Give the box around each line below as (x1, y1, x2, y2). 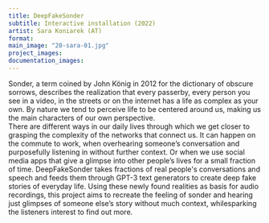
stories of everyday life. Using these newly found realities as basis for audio (8, 181, 259, 191)
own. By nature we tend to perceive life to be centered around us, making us (8, 104, 261, 114)
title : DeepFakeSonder (8, 11, 84, 20)
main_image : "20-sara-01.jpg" (8, 42, 110, 50)
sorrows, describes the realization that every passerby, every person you (8, 87, 251, 97)
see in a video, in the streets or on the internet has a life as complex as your (8, 96, 259, 105)
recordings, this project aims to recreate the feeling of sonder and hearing (8, 190, 253, 200)
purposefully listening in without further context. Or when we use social (8, 147, 245, 157)
